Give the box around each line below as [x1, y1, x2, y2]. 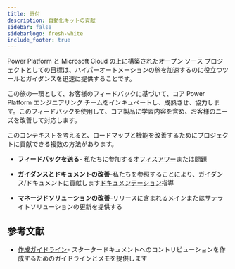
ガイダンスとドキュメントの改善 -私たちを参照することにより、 [17, 170, 199, 179]
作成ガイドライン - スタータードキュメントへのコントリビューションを [17, 245, 220, 253]
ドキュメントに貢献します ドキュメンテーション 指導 [25, 179, 174, 187]
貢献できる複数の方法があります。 [19, 140, 118, 148]
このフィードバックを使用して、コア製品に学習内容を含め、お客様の [18, 107, 216, 116]
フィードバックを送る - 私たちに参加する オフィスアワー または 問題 [17, 155, 208, 163]
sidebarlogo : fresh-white [7, 30, 83, 37]
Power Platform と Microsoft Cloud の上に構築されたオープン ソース [7, 57, 203, 66]
